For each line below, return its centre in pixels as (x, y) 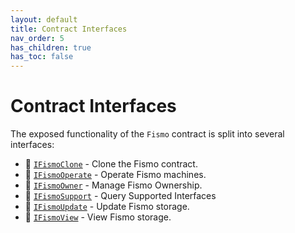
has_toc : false (42, 57)
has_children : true (51, 47)
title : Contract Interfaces (69, 29)
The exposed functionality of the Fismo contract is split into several (147, 134)
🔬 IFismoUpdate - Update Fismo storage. (107, 207)
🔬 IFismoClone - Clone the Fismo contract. (111, 164)
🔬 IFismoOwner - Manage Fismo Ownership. (113, 185)
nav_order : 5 (37, 38)
